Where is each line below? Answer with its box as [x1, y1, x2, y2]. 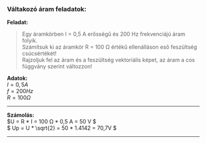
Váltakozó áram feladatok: [7, 5, 87, 13]
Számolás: [7, 111, 35, 119]
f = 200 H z [7, 88, 34, 95]
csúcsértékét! [21, 50, 57, 57]
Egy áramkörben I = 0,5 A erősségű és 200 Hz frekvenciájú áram [21, 30, 186, 38]
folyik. [21, 37, 38, 44]
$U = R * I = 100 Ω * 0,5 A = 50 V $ [7, 118, 97, 125]
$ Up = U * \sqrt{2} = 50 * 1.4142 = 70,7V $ [7, 124, 117, 132]
